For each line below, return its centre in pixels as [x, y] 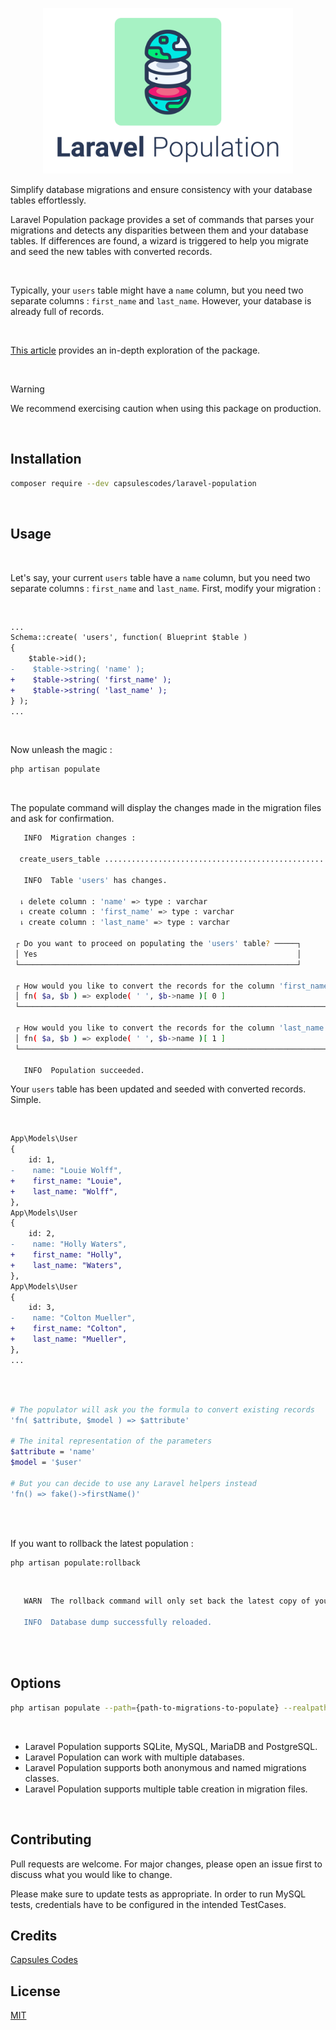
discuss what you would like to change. [91, 1874]
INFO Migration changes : [80, 838]
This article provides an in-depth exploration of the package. [135, 350]
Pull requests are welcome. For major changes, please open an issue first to [166, 1864]
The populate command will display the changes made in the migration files [166, 808]
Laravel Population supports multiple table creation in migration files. [166, 1789]
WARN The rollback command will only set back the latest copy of [167, 1601]
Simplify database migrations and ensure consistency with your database [161, 189]
